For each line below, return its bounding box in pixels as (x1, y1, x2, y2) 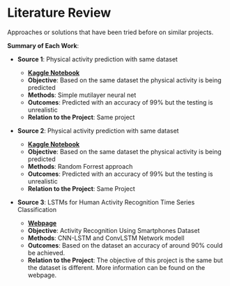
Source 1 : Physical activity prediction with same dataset (17, 54, 178, 63)
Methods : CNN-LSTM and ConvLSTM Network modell (27, 234, 185, 242)
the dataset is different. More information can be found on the (27, 263, 206, 271)
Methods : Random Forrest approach (27, 162, 133, 170)
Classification (17, 205, 57, 213)
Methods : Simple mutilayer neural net (27, 91, 137, 99)
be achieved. (27, 248, 66, 257)
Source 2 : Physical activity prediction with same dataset (17, 126, 179, 135)
